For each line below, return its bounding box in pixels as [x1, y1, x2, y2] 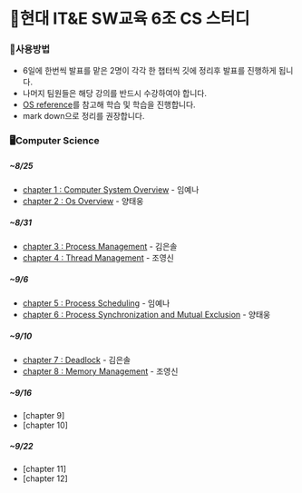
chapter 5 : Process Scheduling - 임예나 [22, 298, 170, 309]
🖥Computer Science [9, 134, 100, 147]
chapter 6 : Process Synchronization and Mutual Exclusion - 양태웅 [22, 310, 271, 320]
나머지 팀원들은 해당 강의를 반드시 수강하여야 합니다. [22, 88, 207, 99]
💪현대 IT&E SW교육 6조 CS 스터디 [9, 8, 250, 29]
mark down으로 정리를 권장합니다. [22, 111, 145, 122]
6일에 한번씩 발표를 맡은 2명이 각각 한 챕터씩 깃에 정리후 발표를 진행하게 [22, 65, 277, 76]
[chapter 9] [22, 410, 65, 421]
